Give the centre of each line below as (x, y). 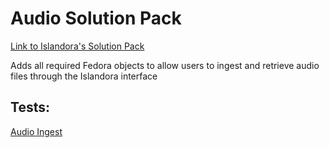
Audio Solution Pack (96, 18)
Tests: (30, 107)
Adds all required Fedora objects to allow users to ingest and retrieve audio (165, 65)
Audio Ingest (36, 131)
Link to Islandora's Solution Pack (77, 46)
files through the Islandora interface (84, 76)
